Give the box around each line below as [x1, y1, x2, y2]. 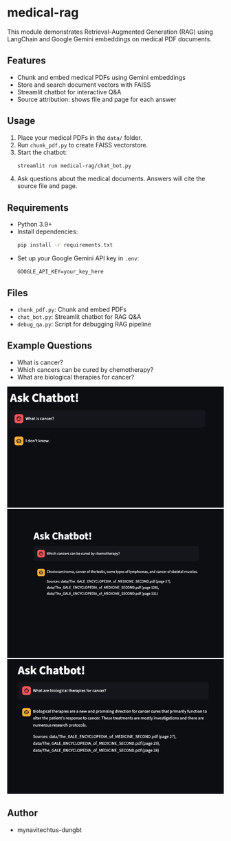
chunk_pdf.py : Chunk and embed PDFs [16, 305, 127, 313]
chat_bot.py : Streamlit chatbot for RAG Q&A [16, 312, 142, 321]
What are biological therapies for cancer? [16, 373, 135, 381]
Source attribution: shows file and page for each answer [16, 95, 177, 103]
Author [7, 807, 38, 819]
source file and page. [16, 182, 78, 190]
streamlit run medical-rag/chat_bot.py [16, 162, 132, 169]
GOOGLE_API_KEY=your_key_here [16, 269, 104, 276]
